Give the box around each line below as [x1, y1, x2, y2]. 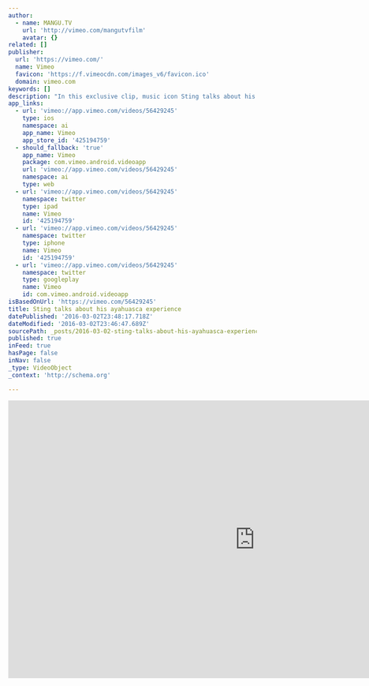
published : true [8, 335, 61, 343]
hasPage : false [8, 349, 58, 358]
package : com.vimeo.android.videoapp [22, 159, 147, 167]
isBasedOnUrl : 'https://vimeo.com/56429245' [8, 298, 157, 306]
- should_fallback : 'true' [15, 144, 104, 152]
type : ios [22, 114, 55, 122]
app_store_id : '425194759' [22, 136, 111, 144]
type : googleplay [22, 276, 80, 284]
